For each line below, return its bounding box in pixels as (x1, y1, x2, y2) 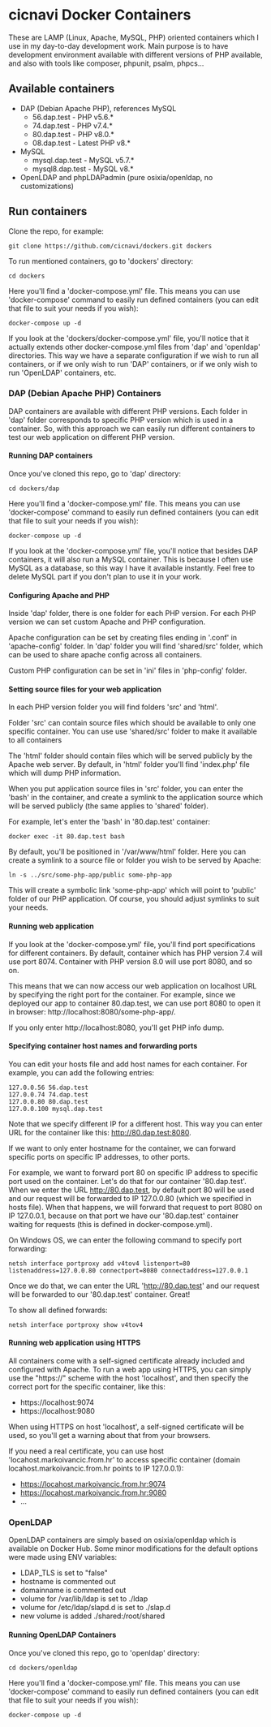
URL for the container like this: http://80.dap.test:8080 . (8, 1127, 192, 1137)
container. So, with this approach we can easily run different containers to (8, 424, 256, 433)
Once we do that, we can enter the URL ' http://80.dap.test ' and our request (8, 1281, 260, 1290)
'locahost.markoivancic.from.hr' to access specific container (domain (8, 1455, 241, 1465)
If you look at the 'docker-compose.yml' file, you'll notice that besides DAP (8, 546, 258, 556)
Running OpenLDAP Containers (8, 1630, 117, 1639)
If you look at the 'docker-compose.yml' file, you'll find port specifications (8, 939, 256, 949)
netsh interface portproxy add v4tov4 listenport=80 (8, 1260, 191, 1268)
